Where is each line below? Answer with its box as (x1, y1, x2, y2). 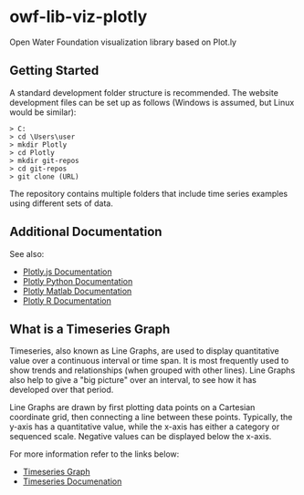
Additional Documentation (9, 224, 162, 240)
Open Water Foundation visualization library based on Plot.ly (9, 36, 237, 47)
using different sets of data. (9, 198, 114, 209)
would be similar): (9, 107, 77, 118)
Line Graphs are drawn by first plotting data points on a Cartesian (9, 402, 256, 413)
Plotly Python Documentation (22, 275, 133, 286)
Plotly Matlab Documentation (22, 285, 132, 296)
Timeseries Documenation (22, 476, 122, 487)
